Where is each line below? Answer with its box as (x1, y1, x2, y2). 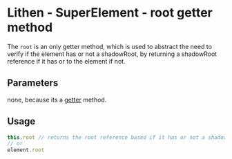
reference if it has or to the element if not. (7, 57, 126, 65)
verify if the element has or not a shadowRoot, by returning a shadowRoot (7, 50, 217, 58)
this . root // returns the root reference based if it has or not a (7, 133, 206, 141)
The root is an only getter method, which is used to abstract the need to (7, 42, 213, 50)
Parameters (7, 77, 59, 89)
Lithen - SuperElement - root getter (7, 5, 213, 21)
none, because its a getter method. (7, 95, 107, 104)
